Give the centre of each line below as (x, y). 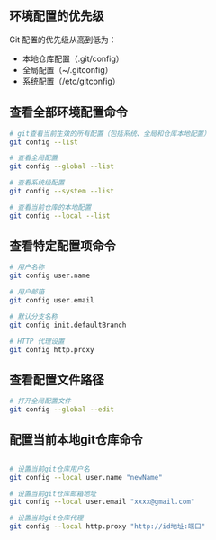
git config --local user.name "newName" (86, 477)
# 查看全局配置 (34, 158)
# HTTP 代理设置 (37, 341)
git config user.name (50, 276)
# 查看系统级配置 (37, 183)
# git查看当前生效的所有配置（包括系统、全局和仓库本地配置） (110, 133)
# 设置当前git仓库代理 (46, 518)
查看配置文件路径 (57, 379)
